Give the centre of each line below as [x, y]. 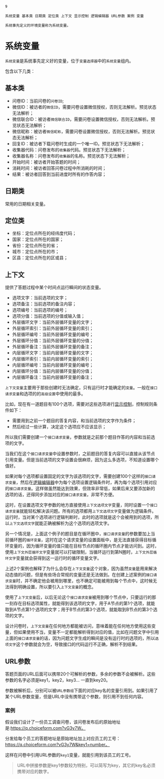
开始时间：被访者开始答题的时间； [46, 162]
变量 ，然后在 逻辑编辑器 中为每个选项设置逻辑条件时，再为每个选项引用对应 [83, 482]
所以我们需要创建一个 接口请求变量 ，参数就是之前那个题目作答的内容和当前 [78, 437]
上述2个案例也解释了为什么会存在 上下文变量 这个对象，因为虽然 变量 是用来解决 [81, 569]
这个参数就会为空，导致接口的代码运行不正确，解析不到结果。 [78, 645]
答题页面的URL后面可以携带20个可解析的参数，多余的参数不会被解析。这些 [80, 674]
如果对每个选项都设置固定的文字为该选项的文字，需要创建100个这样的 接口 [79, 476]
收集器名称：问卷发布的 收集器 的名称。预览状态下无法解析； [71, 156]
